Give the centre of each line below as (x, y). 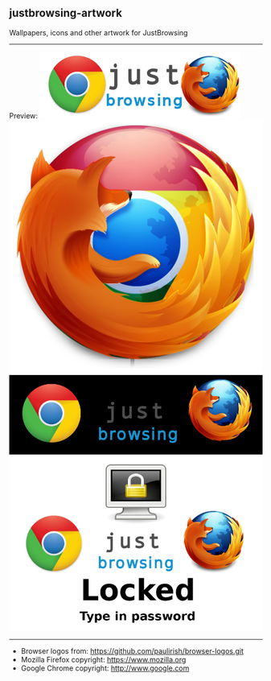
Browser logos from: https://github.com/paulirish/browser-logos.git (132, 651)
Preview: (24, 115)
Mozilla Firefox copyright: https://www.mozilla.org (103, 660)
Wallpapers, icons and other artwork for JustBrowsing (99, 32)
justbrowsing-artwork (66, 13)
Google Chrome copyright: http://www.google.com (105, 668)
